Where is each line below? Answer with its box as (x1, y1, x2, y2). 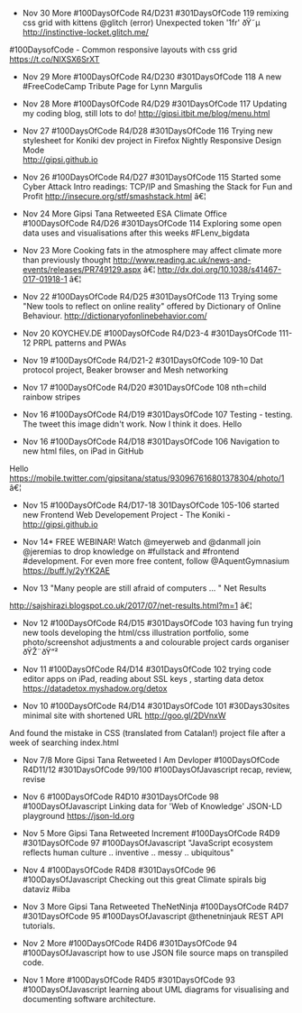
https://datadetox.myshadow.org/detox (22, 683, 168, 694)
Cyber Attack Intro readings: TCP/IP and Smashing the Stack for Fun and (22, 181, 293, 192)
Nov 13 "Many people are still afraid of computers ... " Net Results (22, 583, 267, 594)
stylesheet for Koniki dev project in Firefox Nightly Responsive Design (22, 135, 282, 145)
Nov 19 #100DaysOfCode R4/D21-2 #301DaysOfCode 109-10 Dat (22, 355, 263, 365)
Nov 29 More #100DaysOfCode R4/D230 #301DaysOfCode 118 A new (22, 71, 282, 82)
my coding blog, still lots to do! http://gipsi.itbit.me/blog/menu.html (22, 108, 270, 118)
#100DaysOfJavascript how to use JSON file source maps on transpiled (22, 947, 288, 958)
